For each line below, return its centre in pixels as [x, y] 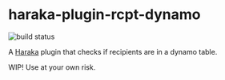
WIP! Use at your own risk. [52, 67]
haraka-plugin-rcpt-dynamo [104, 15]
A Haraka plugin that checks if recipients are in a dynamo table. [113, 51]
